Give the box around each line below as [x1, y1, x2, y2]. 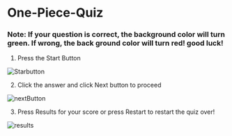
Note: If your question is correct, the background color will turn [7, 30, 225, 40]
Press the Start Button [17, 54, 82, 62]
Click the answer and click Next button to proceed [17, 81, 162, 90]
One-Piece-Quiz [7, 5, 104, 21]
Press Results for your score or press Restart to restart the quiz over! [17, 108, 215, 116]
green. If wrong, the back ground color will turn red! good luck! [7, 38, 224, 48]
